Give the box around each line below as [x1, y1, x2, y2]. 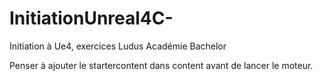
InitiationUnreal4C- [9, 7, 174, 30]
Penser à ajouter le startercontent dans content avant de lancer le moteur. [9, 59, 314, 71]
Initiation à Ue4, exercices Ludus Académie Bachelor [9, 40, 227, 52]
